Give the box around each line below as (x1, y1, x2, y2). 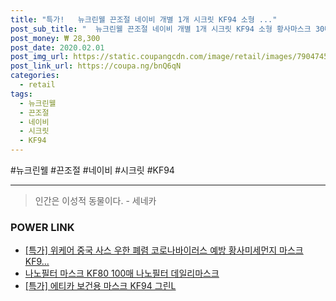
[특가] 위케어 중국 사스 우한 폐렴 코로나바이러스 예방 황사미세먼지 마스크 (24, 244, 304, 256)
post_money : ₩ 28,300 (10, 33, 101, 43)
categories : (10, 71, 60, 81)
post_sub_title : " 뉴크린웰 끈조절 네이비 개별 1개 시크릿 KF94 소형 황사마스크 (10, 24, 312, 34)
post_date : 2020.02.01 (10, 42, 105, 53)
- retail (19, 80, 56, 90)
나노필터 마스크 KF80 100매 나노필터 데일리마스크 (24, 267, 220, 280)
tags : (10, 89, 33, 99)
